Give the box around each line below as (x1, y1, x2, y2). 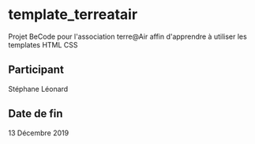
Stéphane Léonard (8, 84, 69, 93)
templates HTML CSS (8, 40, 78, 49)
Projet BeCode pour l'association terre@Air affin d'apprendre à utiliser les (8, 32, 247, 41)
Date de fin (8, 107, 63, 120)
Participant (8, 63, 65, 77)
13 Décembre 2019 (8, 128, 69, 138)
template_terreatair (8, 6, 138, 24)
